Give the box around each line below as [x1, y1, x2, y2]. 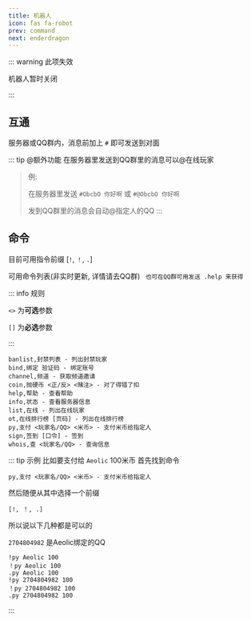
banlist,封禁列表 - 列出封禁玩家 [8, 355, 108, 363]
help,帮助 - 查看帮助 [8, 389, 74, 397]
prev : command [8, 26, 56, 34]
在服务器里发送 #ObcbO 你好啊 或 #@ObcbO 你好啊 [27, 189, 180, 198]
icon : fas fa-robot [8, 19, 74, 27]
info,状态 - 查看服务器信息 [8, 398, 91, 406]
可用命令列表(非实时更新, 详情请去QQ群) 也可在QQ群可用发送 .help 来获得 [8, 271, 244, 281]
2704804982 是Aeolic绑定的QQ [8, 537, 106, 547]
